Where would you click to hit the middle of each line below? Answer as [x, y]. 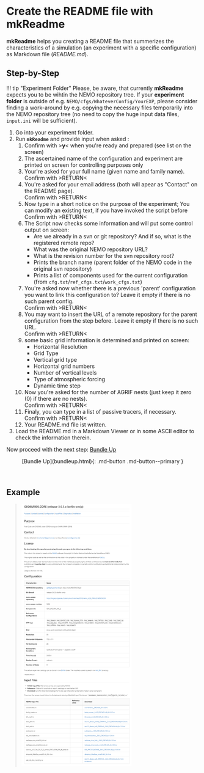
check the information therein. [53, 438]
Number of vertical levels [65, 372]
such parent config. [49, 301]
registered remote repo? [64, 243]
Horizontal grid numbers [64, 366]
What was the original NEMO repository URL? [90, 249]
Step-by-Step [33, 74]
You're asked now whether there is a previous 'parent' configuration [110, 288]
